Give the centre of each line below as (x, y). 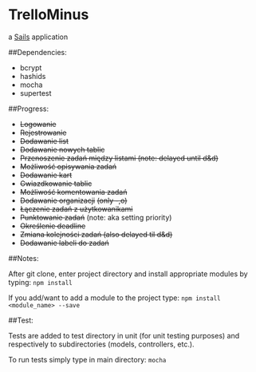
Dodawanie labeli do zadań (64, 243)
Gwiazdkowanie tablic (56, 183)
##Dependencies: (37, 52)
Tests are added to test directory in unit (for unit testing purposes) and (124, 335)
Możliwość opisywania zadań (68, 166)
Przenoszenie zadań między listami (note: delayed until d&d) (119, 158)
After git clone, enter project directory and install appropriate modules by (128, 274)
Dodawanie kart (46, 175)
